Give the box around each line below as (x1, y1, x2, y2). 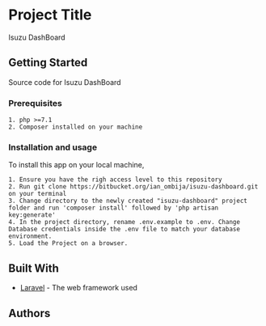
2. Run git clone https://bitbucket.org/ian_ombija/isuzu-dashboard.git (8, 183, 259, 191)
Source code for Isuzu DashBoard (8, 77, 121, 87)
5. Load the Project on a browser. (8, 239, 129, 248)
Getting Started (8, 56, 88, 70)
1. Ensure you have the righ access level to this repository (8, 176, 222, 184)
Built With (8, 261, 59, 275)
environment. (8, 232, 53, 240)
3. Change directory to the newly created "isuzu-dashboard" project (8, 197, 248, 205)
